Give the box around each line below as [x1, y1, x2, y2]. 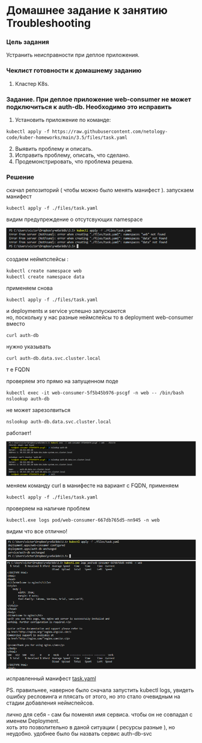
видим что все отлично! [6, 528, 68, 535]
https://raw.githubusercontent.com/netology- [52, 129, 168, 135]
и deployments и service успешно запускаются [6, 307, 126, 314]
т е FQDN [6, 366, 30, 373]
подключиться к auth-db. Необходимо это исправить [6, 103, 173, 111]
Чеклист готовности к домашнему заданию [6, 67, 142, 75]
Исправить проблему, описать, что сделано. [14, 151, 130, 159]
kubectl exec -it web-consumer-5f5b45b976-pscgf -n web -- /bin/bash [6, 390, 185, 396]
